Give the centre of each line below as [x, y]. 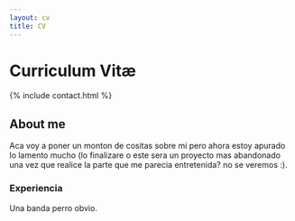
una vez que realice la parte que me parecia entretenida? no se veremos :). [148, 165]
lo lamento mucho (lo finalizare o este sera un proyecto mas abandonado [145, 155]
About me [37, 124]
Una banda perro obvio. [53, 207]
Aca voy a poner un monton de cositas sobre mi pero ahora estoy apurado [147, 146]
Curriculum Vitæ [73, 71]
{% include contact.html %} [61, 96]
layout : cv [30, 18]
